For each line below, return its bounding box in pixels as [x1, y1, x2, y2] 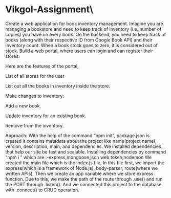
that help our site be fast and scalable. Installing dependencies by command [5, 148, 166, 155]
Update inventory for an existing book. [5, 113, 87, 119]
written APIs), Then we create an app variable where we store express [5, 170, 154, 177]
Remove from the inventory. [5, 122, 64, 128]
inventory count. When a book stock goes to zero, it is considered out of [5, 42, 158, 48]
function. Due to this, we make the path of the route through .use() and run [5, 175, 163, 182]
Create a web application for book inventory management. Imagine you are [5, 20, 163, 27]
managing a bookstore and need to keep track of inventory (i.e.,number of [5, 26, 162, 32]
